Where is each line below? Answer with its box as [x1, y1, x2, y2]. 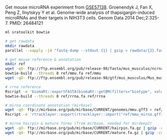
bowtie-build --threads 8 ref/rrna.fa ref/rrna [5, 94, 106, 99]
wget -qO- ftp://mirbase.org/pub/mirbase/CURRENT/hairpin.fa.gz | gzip [5, 126, 157, 131]
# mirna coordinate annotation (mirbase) [5, 103, 92, 108]
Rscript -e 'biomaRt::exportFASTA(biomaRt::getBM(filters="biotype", [5, 89, 153, 94]
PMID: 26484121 [9, 20, 43, 26]
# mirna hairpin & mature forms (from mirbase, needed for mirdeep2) [5, 121, 153, 126]
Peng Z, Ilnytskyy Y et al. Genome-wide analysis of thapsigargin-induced [5, 9, 155, 15]
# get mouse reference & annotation [5, 57, 81, 62]
